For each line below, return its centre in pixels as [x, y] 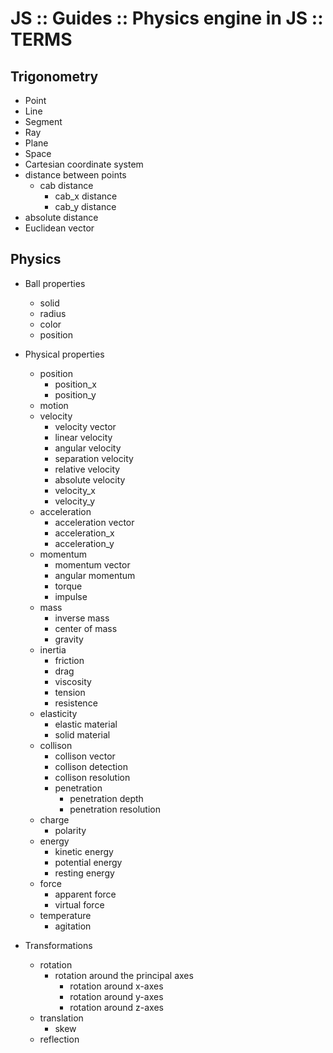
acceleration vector [94, 522]
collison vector [85, 756]
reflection [59, 1039]
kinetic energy [84, 851]
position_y [75, 394]
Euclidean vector [59, 228]
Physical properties [64, 354]
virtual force [79, 904]
